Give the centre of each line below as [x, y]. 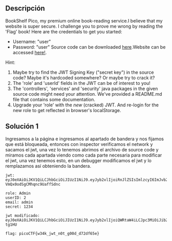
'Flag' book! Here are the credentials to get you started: [64, 31]
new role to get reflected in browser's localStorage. [67, 110]
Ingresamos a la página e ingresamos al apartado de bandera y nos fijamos [84, 139]
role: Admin [18, 193]
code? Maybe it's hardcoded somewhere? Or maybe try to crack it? [84, 78]
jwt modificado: [23, 215]
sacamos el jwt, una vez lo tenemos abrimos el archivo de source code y [82, 149]
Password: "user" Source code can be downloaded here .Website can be [89, 47]
